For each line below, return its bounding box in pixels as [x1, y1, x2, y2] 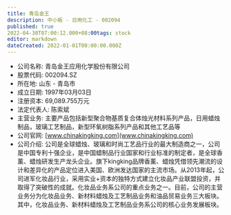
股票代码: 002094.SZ [17, 71, 77, 79]
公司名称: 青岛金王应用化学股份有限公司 [17, 62, 130, 70]
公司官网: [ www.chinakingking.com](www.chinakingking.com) [17, 131, 194, 139]
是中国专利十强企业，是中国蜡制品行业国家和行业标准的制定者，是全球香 [17, 149, 223, 156]
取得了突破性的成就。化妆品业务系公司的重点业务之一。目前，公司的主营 [17, 183, 223, 191]
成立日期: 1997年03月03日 [17, 88, 92, 96]
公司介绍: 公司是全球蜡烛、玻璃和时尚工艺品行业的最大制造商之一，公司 [17, 140, 221, 148]
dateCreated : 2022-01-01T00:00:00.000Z [7, 42, 122, 49]
